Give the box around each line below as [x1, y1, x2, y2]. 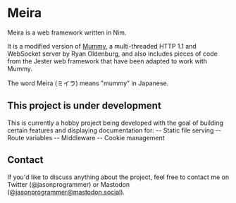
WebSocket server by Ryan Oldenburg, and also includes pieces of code [7, 49, 218, 58]
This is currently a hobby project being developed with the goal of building [7, 118, 224, 127]
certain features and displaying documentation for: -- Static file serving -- [7, 125, 222, 135]
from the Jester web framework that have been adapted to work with [7, 56, 208, 65]
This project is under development [7, 100, 162, 112]
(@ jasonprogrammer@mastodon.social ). [7, 187, 125, 196]
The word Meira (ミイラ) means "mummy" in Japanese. [7, 79, 169, 87]
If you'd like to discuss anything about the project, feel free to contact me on [7, 173, 230, 181]
